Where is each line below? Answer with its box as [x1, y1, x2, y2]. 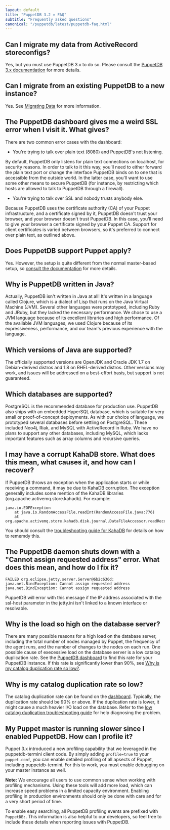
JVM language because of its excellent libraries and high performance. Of [5, 315, 159, 321]
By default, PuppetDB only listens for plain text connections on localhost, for [5, 158, 164, 164]
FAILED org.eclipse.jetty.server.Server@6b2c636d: [5, 577, 114, 582]
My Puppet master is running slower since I [5, 724, 145, 733]
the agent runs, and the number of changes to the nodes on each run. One [5, 644, 161, 650]
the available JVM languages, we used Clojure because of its [5, 320, 133, 326]
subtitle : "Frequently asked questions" [5, 17, 92, 22]
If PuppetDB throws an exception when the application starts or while [5, 479, 150, 486]
